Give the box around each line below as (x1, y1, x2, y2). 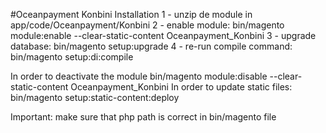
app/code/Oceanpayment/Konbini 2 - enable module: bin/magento (10, 19, 285, 31)
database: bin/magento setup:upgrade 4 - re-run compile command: (10, 40, 293, 52)
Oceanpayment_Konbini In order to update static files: (70, 81, 293, 93)
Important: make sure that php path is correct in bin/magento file (10, 111, 277, 123)
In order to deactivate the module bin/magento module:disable (10, 70, 268, 82)
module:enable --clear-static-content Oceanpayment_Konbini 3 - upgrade (10, 30, 317, 41)
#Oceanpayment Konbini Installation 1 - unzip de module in (10, 9, 253, 20)
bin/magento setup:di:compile (10, 51, 134, 63)
